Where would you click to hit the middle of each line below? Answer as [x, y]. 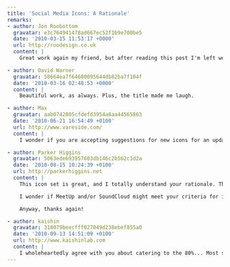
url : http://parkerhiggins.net [58, 172]
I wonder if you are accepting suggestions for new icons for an [115, 140]
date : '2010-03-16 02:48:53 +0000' [64, 83]
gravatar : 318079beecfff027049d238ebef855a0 [78, 228]
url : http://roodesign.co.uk [55, 45]
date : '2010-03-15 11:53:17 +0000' [64, 39]
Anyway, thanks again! [52, 209]
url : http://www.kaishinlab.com [60, 240]
